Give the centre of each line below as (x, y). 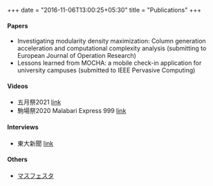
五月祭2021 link (39, 102)
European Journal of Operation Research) (77, 56)
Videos (18, 86)
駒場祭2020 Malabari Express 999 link (72, 111)
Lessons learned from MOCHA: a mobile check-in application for (109, 63)
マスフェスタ (35, 176)
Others (17, 159)
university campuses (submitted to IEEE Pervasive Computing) (106, 70)
